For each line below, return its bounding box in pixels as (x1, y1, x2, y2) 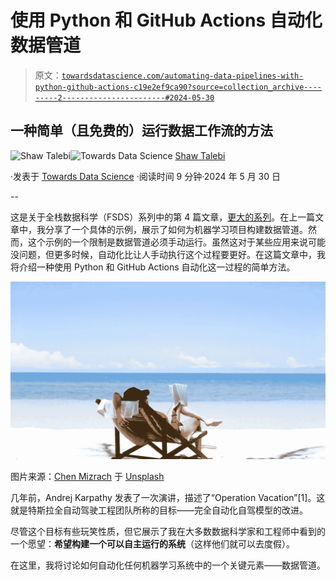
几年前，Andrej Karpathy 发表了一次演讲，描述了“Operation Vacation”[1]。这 (10, 491, 326, 503)
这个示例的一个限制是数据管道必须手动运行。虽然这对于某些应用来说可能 (27, 236, 326, 248)
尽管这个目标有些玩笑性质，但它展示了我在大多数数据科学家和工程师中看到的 (10, 525, 326, 537)
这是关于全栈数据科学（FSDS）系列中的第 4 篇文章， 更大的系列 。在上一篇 (10, 211, 316, 223)
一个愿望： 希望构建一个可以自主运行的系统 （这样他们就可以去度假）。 (10, 537, 295, 550)
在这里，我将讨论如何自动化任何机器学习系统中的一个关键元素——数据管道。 (10, 559, 326, 571)
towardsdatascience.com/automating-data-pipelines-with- (61, 71, 304, 81)
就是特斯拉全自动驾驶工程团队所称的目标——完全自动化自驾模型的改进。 (10, 504, 308, 516)
